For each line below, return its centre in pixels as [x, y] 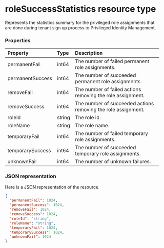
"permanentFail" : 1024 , [33, 201]
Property [18, 53]
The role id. [88, 117]
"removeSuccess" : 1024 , [33, 214]
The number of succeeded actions [114, 104]
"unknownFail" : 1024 [30, 237]
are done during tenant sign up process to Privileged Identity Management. [81, 27]
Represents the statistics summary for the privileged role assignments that [80, 23]
